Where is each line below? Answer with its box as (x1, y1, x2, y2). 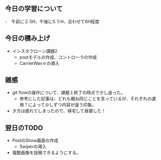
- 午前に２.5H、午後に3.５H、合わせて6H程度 (5, 19, 100, 24)
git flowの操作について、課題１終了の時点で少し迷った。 (12, 90, 125, 96)
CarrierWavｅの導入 (19, 60, 60, 66)
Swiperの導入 (19, 143, 47, 150)
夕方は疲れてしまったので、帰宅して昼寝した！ (12, 108, 106, 114)
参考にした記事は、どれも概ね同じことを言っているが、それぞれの (19, 96, 152, 101)
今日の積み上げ (5, 34, 50, 42)
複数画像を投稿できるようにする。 (12, 150, 81, 156)
